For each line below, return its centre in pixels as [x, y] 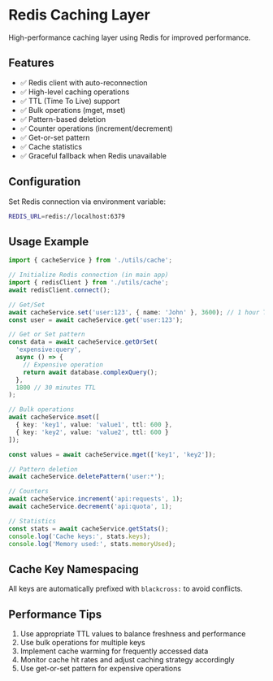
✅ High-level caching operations [75, 92]
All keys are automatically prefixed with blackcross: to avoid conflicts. [126, 589]
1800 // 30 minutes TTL [56, 388]
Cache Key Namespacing [74, 569]
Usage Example [49, 241]
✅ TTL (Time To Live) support [70, 101]
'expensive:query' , [49, 350]
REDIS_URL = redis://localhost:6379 [67, 216]
